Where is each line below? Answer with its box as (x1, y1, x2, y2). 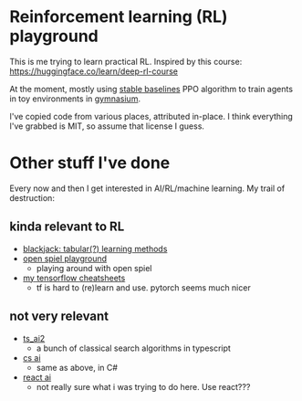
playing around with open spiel (36, 262, 152, 273)
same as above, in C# (36, 362, 119, 373)
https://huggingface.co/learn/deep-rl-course (9, 66, 179, 77)
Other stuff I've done (9, 153, 171, 174)
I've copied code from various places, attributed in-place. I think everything (9, 111, 294, 121)
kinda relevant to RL (9, 219, 125, 235)
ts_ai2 (22, 332, 46, 343)
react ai (22, 372, 52, 383)
